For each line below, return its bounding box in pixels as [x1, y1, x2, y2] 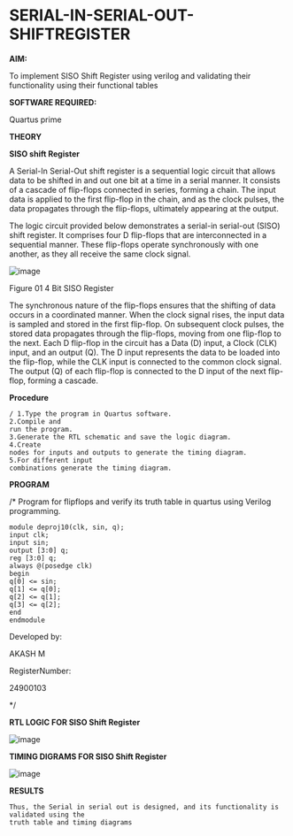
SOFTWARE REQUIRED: [9, 96, 97, 107]
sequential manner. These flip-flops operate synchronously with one [9, 239, 259, 249]
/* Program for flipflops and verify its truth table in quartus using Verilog [9, 496, 272, 507]
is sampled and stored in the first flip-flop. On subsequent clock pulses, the [9, 318, 285, 329]
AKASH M [9, 648, 46, 659]
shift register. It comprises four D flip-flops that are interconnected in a [9, 229, 267, 240]
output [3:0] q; [9, 546, 69, 555]
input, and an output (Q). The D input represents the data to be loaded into [9, 347, 281, 357]
